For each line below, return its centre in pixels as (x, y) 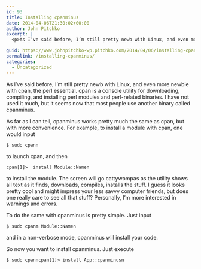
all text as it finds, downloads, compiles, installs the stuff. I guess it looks (96, 185)
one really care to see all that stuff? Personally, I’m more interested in (91, 197)
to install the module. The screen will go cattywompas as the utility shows (97, 178)
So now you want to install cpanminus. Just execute (70, 249)
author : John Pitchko (33, 28)
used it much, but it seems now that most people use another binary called (98, 103)
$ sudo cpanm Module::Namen (41, 226)
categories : (21, 61)
